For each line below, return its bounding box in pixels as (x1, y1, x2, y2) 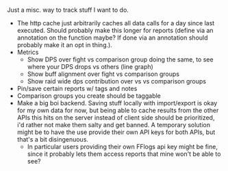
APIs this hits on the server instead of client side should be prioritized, (16, 114, 215, 122)
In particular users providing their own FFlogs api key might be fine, (27, 143, 218, 150)
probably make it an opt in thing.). (16, 41, 113, 49)
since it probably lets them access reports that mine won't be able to (27, 150, 221, 158)
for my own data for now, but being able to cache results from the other (16, 106, 219, 114)
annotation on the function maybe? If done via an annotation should (16, 34, 208, 42)
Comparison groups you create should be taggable (16, 92, 161, 100)
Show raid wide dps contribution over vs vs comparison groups (27, 77, 207, 85)
